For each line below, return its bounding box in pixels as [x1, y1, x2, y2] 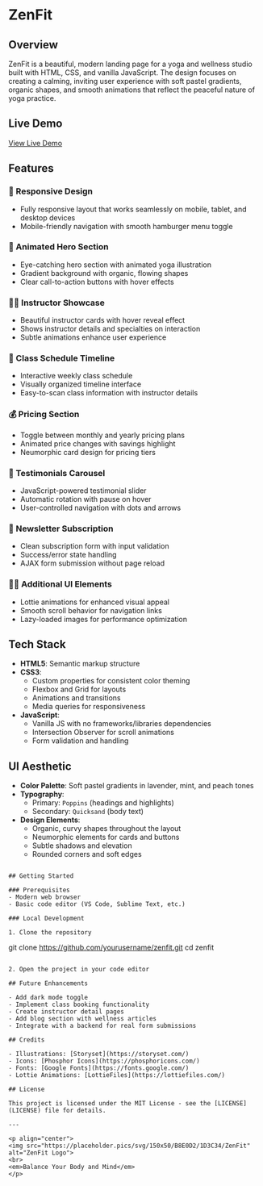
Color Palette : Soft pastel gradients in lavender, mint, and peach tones [19, 781, 254, 791]
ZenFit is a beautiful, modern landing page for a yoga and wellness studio [8, 59, 253, 69]
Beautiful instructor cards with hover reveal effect [19, 315, 186, 325]
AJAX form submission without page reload [19, 558, 165, 568]
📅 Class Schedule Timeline [8, 353, 115, 364]
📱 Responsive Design [8, 186, 93, 197]
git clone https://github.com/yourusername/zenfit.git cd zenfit [8, 942, 215, 953]
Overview [8, 38, 59, 52]
